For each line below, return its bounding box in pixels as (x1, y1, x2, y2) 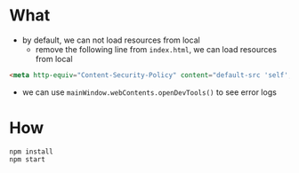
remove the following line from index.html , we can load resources (35, 43, 278, 54)
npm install (9, 147, 53, 156)
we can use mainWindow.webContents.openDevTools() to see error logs (21, 86, 278, 98)
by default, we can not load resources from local (21, 35, 200, 45)
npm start (9, 154, 46, 164)
